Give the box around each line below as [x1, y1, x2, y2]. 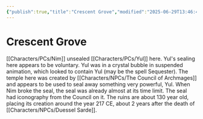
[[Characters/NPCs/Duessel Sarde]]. [6, 106, 97, 114]
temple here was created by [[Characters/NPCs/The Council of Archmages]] [6, 74, 198, 82]
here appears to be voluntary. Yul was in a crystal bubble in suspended [6, 61, 183, 68]
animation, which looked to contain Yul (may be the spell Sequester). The [6, 68, 188, 75]
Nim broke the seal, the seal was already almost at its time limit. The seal [6, 87, 187, 94]
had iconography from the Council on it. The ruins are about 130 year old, [6, 93, 189, 100]
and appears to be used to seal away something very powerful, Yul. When [6, 80, 190, 88]
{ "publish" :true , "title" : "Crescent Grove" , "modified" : [6, 8, 147, 15]
